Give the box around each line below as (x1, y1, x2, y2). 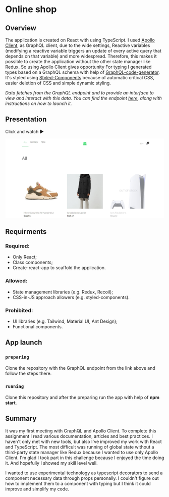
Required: (5, 242, 30, 250)
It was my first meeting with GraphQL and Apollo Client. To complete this (5, 428, 156, 434)
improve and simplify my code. (5, 486, 70, 492)
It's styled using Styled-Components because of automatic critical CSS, (5, 75, 155, 80)
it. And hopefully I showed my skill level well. (5, 460, 98, 466)
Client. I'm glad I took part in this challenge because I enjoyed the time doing (5, 455, 164, 461)
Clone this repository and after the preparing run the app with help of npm (5, 394, 160, 400)
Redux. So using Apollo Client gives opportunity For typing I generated (5, 64, 152, 70)
